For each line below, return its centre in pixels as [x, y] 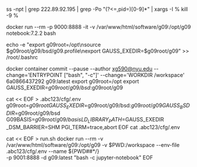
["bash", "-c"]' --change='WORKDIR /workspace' [124, 75]
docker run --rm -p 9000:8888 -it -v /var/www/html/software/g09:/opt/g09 [99, 27]
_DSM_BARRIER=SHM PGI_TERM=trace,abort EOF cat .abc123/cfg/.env [93, 127]
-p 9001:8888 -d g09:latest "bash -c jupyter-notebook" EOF [80, 158]
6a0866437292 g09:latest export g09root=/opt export [73, 81]
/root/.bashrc [22, 57]
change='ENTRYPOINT [34, 75]
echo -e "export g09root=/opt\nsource [53, 45]
